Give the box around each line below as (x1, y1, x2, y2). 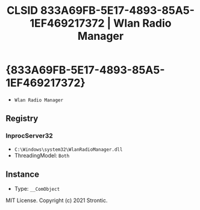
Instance (5, 170, 40, 180)
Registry (5, 113, 39, 124)
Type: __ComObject (14, 185, 60, 192)
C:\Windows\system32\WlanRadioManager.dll (14, 146, 123, 153)
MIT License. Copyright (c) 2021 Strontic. (5, 197, 108, 204)
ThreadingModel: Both (14, 151, 70, 159)
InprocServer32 (5, 132, 54, 140)
